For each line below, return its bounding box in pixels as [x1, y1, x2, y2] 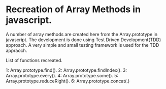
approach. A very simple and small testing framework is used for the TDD [6, 42, 159, 48]
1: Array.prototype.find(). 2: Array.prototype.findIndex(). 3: [6, 67, 127, 73]
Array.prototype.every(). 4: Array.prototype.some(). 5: [6, 72, 119, 78]
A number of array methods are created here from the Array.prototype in [6, 31, 158, 37]
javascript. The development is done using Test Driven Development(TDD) [6, 37, 161, 43]
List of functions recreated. [6, 57, 63, 63]
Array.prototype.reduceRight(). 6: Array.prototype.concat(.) [6, 78, 130, 84]
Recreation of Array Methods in [6, 4, 141, 15]
